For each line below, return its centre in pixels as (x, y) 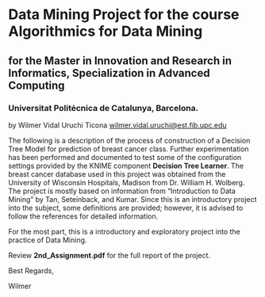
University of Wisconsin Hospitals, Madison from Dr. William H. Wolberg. (127, 182)
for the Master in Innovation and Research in (120, 61)
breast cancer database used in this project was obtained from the (117, 174)
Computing (36, 85)
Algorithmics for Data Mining (106, 31)
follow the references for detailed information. (83, 216)
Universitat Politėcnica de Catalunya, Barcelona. (104, 108)
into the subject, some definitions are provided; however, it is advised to (126, 208)
